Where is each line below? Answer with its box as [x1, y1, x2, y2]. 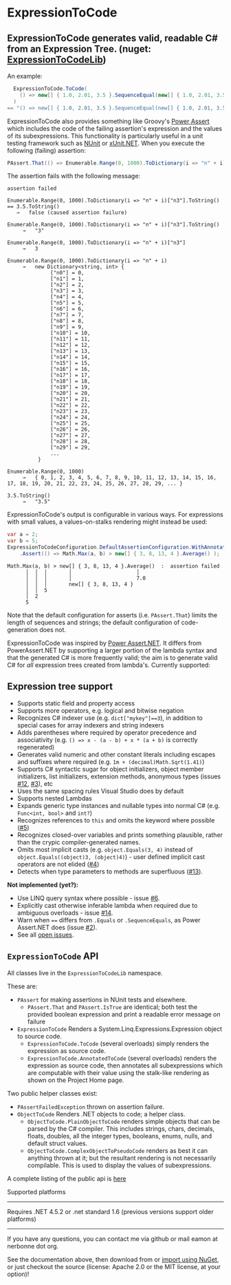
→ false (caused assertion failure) [16, 209, 128, 216]
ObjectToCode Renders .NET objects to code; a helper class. [16, 1109, 186, 1118]
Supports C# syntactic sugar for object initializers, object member [16, 765, 204, 773]
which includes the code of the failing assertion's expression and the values [7, 124, 222, 132]
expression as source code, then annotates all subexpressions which [27, 1061, 223, 1070]
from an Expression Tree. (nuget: [7, 43, 151, 54]
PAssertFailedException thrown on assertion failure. [16, 1103, 165, 1111]
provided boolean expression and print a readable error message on [27, 1010, 221, 1018]
